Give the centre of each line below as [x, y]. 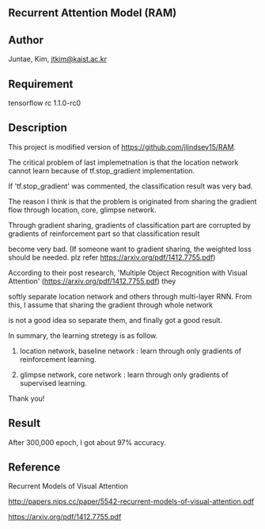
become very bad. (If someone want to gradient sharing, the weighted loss [130, 249]
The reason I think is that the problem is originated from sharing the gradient [132, 201]
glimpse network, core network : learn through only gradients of [124, 375]
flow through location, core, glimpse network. [82, 210]
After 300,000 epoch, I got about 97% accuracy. [87, 442]
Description [38, 128]
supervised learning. [53, 382]
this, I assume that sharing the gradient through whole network [111, 305]
